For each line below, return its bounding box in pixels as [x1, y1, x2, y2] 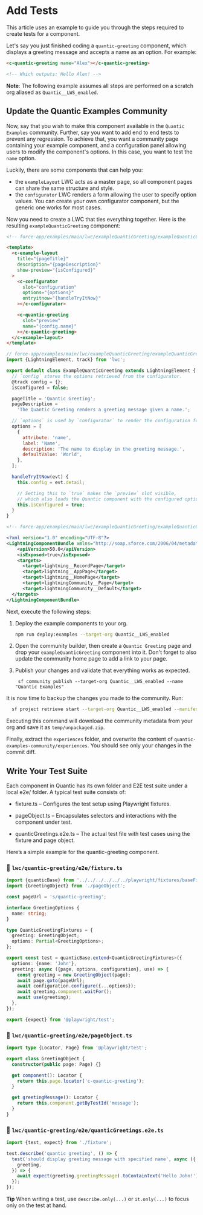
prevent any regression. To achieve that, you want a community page [6, 135, 179, 143]
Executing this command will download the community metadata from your [6, 717, 193, 725]
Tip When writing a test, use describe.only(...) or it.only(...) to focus [6, 1196, 189, 1203]
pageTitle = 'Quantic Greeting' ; [11, 395, 96, 402]
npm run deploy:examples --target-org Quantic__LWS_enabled [14, 631, 170, 638]
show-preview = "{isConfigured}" [17, 267, 96, 273]
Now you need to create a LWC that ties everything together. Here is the [6, 215, 186, 223]
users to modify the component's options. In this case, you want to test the [6, 148, 193, 155]
